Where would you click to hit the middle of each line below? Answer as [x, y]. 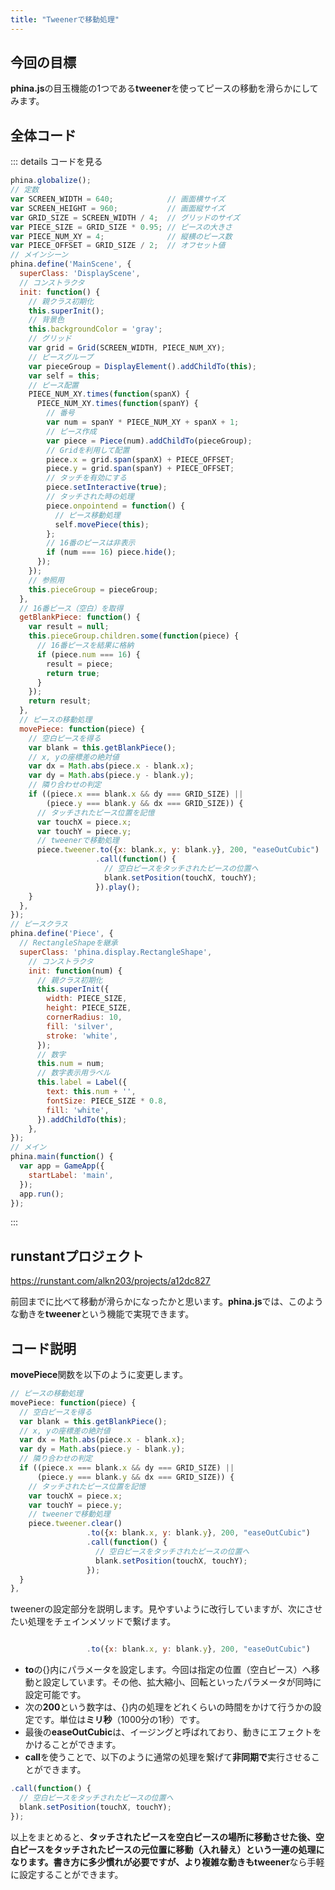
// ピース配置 [53, 385]
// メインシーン [39, 255]
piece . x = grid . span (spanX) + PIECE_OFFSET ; [140, 459]
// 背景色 [46, 320]
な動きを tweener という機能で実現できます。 [102, 1314]
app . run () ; [42, 1194]
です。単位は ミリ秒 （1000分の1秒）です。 [119, 1720]
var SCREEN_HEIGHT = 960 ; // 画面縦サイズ [118, 208]
